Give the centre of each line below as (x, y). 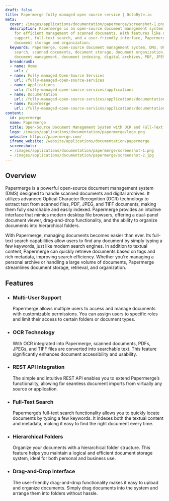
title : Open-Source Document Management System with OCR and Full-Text (87, 127)
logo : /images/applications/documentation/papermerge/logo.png (77, 132)
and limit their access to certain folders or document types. (74, 319)
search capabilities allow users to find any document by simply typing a (88, 241)
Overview (21, 176)
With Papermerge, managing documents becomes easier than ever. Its (78, 235)
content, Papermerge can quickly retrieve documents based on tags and (80, 251)
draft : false (19, 10)
